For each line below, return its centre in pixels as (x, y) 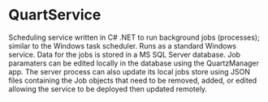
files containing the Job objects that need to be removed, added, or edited (133, 80)
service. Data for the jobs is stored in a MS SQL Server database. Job (125, 54)
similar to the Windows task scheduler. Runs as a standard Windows (123, 45)
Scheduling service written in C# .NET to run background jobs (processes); (134, 37)
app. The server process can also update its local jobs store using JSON (129, 71)
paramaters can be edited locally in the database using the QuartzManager (134, 63)
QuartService (55, 15)
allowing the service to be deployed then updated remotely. (108, 89)
